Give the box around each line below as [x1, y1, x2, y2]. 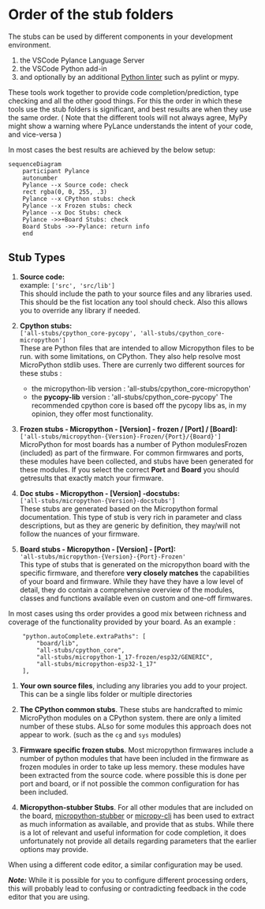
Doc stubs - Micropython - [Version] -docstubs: [19, 488, 180, 498]
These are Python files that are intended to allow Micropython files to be [19, 343, 255, 353]
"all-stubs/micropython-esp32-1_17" [36, 660, 157, 668]
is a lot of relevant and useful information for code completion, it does [19, 828, 247, 837]
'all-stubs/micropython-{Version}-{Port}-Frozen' [19, 552, 187, 561]
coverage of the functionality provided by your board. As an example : [8, 617, 236, 627]
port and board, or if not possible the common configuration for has [19, 778, 240, 788]
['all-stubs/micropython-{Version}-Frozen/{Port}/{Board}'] [19, 433, 222, 441]
